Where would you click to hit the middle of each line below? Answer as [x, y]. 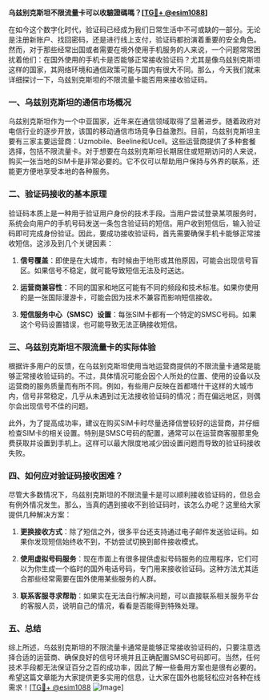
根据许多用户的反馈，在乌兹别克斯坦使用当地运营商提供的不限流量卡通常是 [131, 366]
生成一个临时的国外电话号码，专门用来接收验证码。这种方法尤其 [147, 569]
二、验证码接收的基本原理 [58, 194]
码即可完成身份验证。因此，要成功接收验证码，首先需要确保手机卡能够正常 [131, 233]
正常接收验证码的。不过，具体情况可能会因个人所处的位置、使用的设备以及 [138, 376]
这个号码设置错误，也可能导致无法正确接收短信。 [100, 324]
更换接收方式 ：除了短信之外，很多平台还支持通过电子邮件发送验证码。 [136, 532]
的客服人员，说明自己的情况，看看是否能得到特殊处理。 [111, 606]
